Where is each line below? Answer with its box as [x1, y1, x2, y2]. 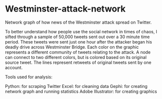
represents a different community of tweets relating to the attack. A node [5, 49, 151, 55]
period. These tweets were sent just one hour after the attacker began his [5, 39, 152, 44]
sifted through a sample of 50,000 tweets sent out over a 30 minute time [5, 34, 150, 40]
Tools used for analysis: [5, 74, 52, 80]
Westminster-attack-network [5, 3, 126, 14]
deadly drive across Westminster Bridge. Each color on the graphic [5, 44, 139, 50]
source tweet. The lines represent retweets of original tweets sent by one [5, 59, 152, 65]
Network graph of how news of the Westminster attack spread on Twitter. [5, 19, 152, 25]
